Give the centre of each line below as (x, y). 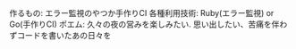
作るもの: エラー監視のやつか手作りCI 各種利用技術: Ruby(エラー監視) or (142, 13)
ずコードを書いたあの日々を (60, 35)
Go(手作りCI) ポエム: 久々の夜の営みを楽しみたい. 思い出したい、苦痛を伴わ (148, 24)
